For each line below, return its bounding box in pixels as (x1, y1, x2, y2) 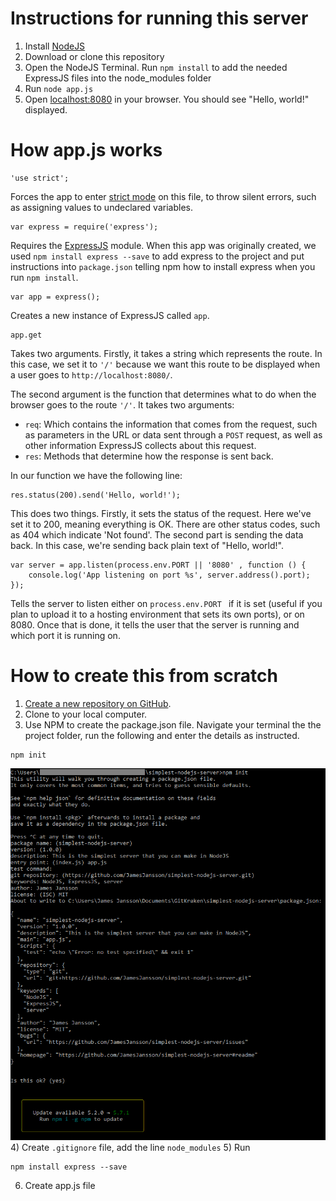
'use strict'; (10, 173, 70, 183)
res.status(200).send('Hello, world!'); (10, 490, 182, 500)
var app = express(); (10, 292, 101, 302)
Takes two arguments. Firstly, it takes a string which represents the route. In (10, 347, 323, 359)
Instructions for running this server (10, 7, 309, 30)
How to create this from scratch (10, 665, 278, 687)
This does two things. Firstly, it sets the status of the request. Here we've (10, 507, 312, 519)
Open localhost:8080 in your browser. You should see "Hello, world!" (24, 93, 310, 105)
